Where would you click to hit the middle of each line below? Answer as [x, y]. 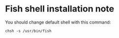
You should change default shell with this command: [58, 22]
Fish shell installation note [60, 9]
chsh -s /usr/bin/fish [28, 31]
